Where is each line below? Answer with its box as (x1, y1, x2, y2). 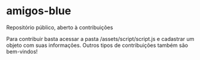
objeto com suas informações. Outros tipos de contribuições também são (6, 42, 188, 49)
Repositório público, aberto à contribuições (6, 24, 114, 31)
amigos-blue (6, 4, 71, 18)
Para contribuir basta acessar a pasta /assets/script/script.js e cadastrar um (6, 35, 195, 42)
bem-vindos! (6, 48, 38, 55)
